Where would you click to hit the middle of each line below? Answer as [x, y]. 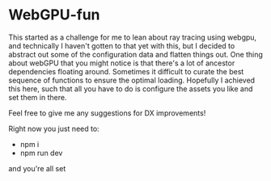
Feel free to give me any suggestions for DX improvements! [107, 113]
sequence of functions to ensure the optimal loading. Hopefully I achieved [132, 80]
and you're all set [37, 168]
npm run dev [41, 153]
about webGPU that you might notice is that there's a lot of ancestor [122, 63]
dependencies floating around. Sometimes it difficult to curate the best [126, 71]
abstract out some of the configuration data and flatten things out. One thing [135, 54]
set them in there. [38, 97]
